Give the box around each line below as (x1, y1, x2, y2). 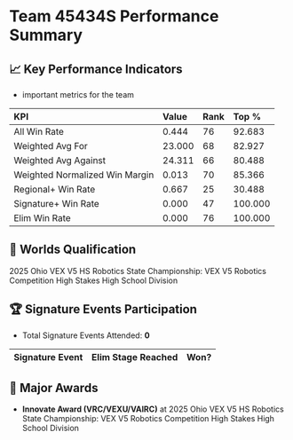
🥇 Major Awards (9, 381, 99, 396)
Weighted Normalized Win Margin (13, 169, 154, 181)
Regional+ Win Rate (13, 184, 96, 195)
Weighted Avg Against (13, 154, 107, 166)
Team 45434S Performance (9, 6, 219, 27)
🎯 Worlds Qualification (9, 242, 137, 257)
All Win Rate (13, 126, 65, 137)
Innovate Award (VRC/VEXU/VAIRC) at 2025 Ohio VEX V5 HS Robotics (21, 404, 284, 414)
